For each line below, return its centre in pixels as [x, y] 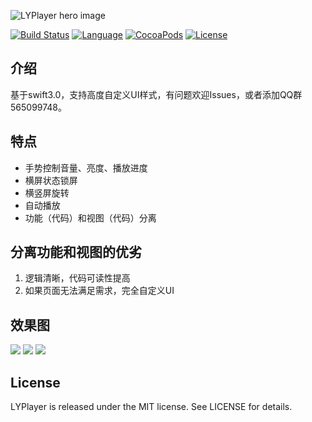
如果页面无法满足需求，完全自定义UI [99, 291]
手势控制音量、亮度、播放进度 [86, 167]
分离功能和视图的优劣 [76, 252]
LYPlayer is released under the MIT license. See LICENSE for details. [151, 407]
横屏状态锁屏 [51, 180]
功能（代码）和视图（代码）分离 [90, 217]
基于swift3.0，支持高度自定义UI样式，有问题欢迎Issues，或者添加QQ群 [156, 94]
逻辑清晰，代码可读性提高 [77, 278]
